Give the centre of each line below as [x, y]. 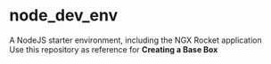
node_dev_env [64, 16]
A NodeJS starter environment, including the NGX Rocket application [135, 40]
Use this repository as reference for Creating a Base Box [114, 49]
